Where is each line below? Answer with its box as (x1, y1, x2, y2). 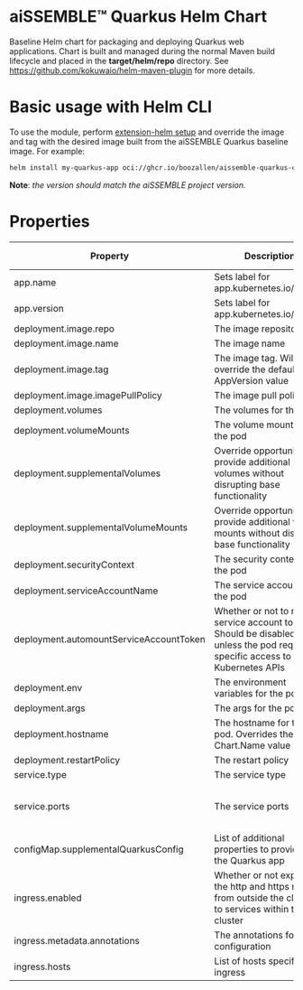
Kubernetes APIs (214, 661, 286, 674)
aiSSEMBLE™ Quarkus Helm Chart (9, 6, 268, 27)
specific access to (214, 649, 291, 662)
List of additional (214, 831, 285, 844)
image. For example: (9, 145, 86, 156)
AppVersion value (214, 374, 289, 387)
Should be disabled (214, 627, 296, 640)
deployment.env (14, 681, 83, 694)
